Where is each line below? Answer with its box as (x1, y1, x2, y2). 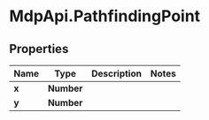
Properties (9, 41, 69, 56)
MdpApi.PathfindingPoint (9, 6, 201, 26)
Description (91, 68, 142, 79)
